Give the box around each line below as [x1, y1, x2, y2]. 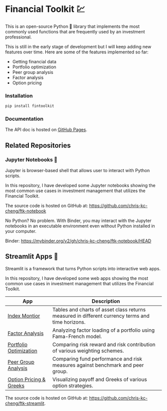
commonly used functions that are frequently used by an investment [5, 28, 145, 34]
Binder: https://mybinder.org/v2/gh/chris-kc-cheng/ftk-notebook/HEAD [5, 238, 152, 244]
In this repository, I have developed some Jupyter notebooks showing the [5, 183, 156, 189]
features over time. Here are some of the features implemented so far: [5, 49, 149, 55]
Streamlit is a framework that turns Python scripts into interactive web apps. [5, 265, 161, 271]
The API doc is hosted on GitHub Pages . [5, 127, 87, 133]
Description [91, 297, 120, 304]
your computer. [5, 228, 37, 234]
